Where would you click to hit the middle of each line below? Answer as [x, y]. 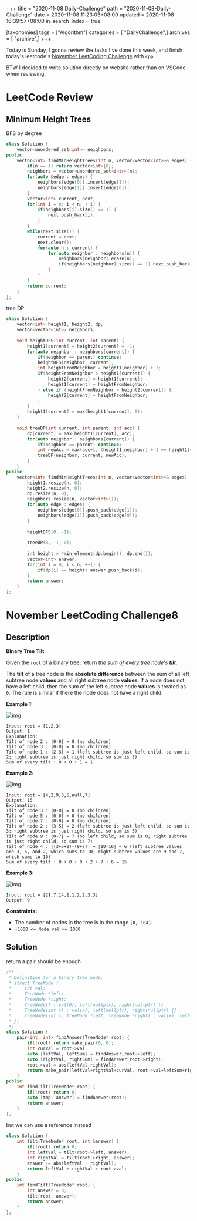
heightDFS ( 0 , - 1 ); [50, 532]
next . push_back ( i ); [72, 215]
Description [28, 637]
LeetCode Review [50, 98]
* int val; [27, 988]
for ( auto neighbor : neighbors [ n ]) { [94, 253]
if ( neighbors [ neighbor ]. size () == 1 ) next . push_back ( [125, 264]
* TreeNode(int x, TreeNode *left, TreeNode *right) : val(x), [93, 1015]
